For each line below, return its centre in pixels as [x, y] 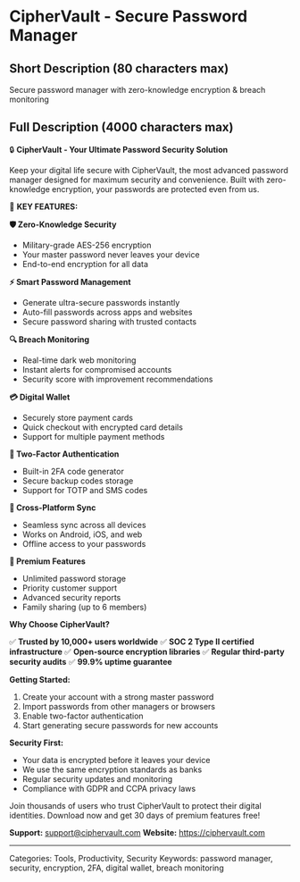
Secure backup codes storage [78, 481]
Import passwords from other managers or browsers [119, 706]
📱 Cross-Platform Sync [53, 508]
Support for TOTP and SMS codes [85, 490]
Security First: [37, 743]
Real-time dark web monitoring [79, 360]
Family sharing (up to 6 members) [84, 607]
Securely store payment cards [78, 417]
